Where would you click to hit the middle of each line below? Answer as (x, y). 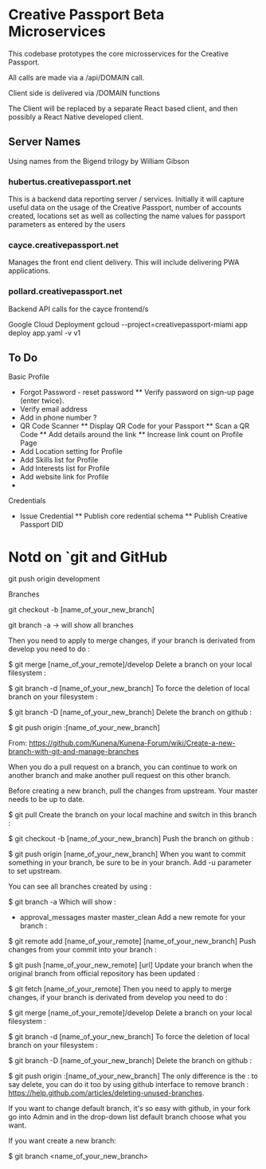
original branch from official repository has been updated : (104, 974)
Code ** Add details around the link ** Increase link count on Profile (131, 435)
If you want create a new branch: (63, 1141)
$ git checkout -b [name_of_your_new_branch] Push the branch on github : (131, 839)
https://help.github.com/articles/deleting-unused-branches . (106, 1093)
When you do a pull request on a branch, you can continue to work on (123, 767)
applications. (29, 271)
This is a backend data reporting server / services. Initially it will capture (126, 199)
